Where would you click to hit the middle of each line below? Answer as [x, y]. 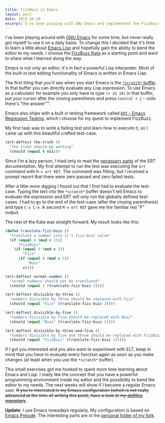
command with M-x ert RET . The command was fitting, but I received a [77, 171]
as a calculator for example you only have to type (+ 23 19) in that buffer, [79, 93]
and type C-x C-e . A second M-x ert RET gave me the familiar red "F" [75, 207]
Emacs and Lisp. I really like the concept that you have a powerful [71, 375]
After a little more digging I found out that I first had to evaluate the [72, 186]
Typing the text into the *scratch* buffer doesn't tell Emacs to [79, 191]
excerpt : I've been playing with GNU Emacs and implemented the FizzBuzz [82, 23]
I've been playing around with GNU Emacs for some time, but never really [79, 37]
